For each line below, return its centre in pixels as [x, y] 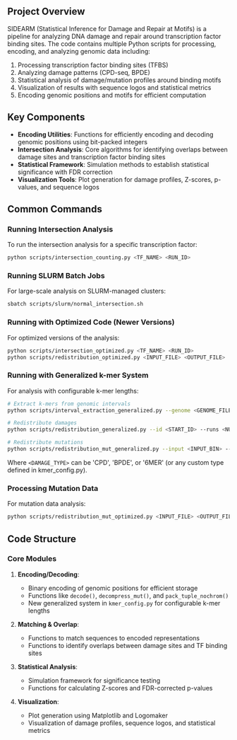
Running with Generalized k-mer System [78, 376]
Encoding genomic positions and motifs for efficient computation [112, 95]
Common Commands [55, 209]
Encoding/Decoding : [48, 574]
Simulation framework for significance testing [94, 680]
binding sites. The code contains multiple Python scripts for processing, [112, 44]
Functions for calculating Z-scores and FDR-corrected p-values [120, 688]
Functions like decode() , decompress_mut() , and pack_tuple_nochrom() [128, 595]
